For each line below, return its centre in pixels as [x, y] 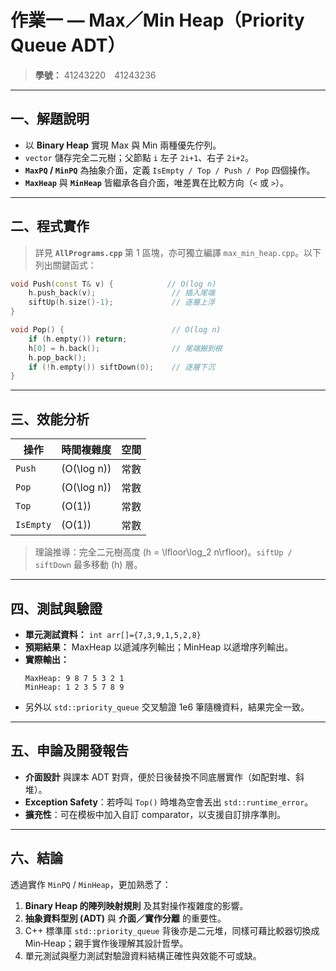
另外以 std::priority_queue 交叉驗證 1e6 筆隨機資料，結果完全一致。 [167, 707]
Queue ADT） [68, 45]
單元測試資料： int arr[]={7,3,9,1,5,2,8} [113, 634]
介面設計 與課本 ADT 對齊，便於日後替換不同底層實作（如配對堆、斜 [164, 777]
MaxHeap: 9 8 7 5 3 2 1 [74, 678]
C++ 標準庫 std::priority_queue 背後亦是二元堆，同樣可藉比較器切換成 [172, 930]
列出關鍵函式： [65, 265]
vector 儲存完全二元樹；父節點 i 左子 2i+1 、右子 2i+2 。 [139, 157]
